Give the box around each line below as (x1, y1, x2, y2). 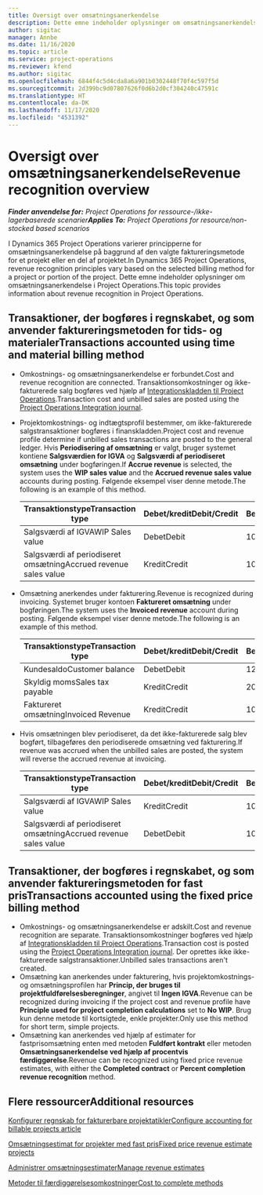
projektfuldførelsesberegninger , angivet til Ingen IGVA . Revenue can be (19, 989, 253, 998)
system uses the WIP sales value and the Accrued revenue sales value (19, 468, 252, 477)
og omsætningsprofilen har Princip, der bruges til (19, 981, 182, 990)
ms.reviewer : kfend (8, 63, 72, 71)
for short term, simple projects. (19, 1022, 120, 1032)
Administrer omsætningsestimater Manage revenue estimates (8, 1163, 205, 1172)
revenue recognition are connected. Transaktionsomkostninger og (19, 378, 233, 387)
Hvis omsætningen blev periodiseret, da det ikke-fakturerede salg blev (19, 729, 248, 738)
